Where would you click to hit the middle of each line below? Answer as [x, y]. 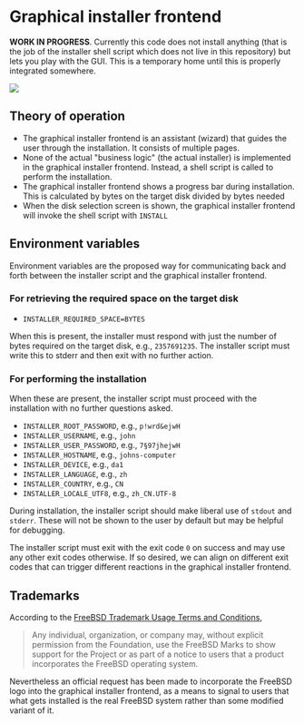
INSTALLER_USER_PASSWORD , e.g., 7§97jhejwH [101, 445]
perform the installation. [67, 176]
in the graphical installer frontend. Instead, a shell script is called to [148, 167]
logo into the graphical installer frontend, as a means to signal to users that [149, 690]
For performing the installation [78, 378]
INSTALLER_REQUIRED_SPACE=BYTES [83, 319]
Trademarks [44, 596]
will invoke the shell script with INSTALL [95, 215]
